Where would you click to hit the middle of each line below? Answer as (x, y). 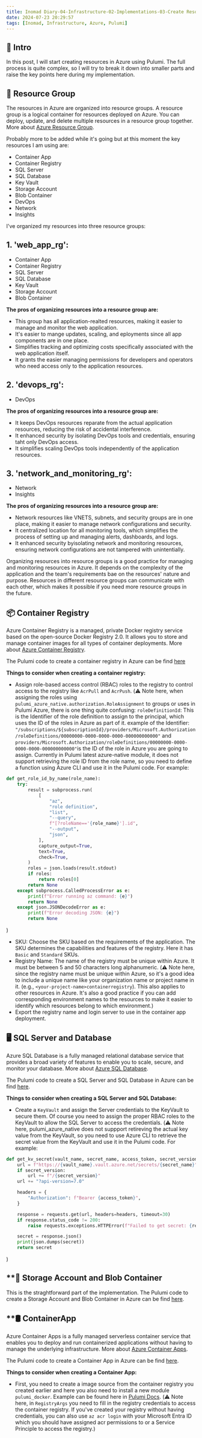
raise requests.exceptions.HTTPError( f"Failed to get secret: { (110, 1226)
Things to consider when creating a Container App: (72, 1372)
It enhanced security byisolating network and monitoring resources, (99, 543)
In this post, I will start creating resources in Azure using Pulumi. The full (96, 62)
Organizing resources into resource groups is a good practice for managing (100, 561)
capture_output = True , (66, 846)
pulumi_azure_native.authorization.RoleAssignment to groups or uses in (105, 704)
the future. (19, 593)
